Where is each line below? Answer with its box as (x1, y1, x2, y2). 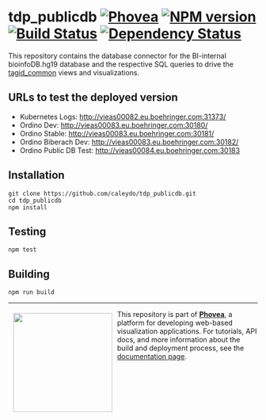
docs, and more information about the (117, 335, 241, 345)
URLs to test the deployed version (8, 91, 178, 105)
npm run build (8, 288, 55, 296)
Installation (8, 169, 65, 182)
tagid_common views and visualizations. (8, 67, 140, 77)
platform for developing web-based (117, 318, 234, 328)
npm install (8, 203, 47, 212)
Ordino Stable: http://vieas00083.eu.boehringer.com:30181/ (19, 128, 215, 138)
